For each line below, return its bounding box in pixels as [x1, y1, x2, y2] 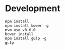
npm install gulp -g [5, 36, 47, 41]
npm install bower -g [5, 23, 49, 28]
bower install [5, 32, 34, 36]
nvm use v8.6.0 [5, 27, 36, 32]
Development [5, 3, 61, 14]
